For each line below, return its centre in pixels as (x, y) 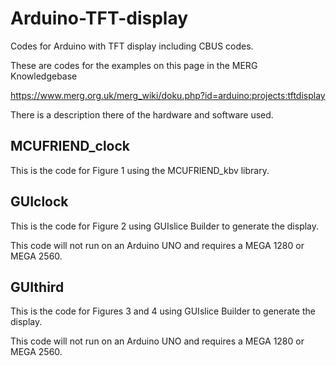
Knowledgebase (44, 76)
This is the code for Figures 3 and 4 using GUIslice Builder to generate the (163, 311)
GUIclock (39, 202)
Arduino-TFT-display (99, 18)
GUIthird (37, 287)
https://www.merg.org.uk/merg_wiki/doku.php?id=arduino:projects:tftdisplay (168, 95)
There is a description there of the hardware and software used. (142, 114)
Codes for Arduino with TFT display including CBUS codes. (132, 46)
